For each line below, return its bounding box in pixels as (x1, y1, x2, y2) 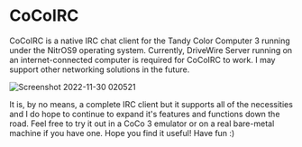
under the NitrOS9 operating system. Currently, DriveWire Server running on (9, 44, 293, 55)
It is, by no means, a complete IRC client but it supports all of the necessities (9, 98, 293, 109)
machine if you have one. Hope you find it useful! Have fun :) (9, 127, 235, 138)
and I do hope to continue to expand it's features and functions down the (9, 108, 280, 119)
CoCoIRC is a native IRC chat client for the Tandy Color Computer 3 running (9, 35, 290, 46)
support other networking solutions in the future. (9, 64, 190, 75)
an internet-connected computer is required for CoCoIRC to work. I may (9, 54, 276, 65)
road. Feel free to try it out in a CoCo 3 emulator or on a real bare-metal (9, 118, 275, 129)
